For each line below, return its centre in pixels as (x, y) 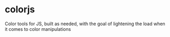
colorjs (20, 10)
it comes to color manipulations (38, 29)
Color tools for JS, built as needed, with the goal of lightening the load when (85, 24)
